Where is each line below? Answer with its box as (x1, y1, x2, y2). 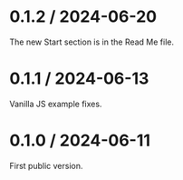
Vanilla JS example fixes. (9, 98, 102, 109)
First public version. (9, 160, 83, 171)
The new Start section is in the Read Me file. (9, 36, 175, 47)
